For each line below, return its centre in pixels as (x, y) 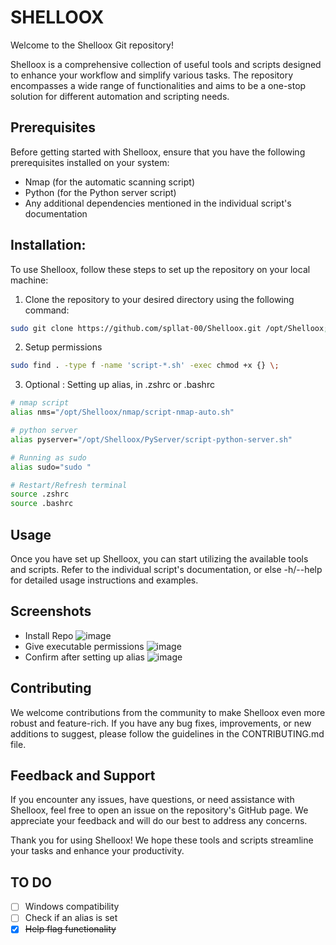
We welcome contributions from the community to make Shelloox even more (168, 712)
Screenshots (51, 611)
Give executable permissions (84, 646)
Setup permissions (63, 347)
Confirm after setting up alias (84, 657)
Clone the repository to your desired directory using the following (159, 299)
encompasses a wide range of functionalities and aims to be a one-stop (158, 85)
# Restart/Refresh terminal (69, 485)
